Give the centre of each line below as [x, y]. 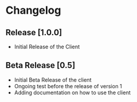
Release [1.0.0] [34, 33]
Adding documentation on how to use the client [72, 92]
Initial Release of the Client [47, 47]
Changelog [33, 10]
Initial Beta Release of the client [53, 80]
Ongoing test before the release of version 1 [68, 86]
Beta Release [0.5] [41, 65]
